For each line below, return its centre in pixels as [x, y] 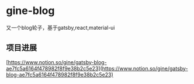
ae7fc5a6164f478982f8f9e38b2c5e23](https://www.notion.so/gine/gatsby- [97, 68]
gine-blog [30, 11]
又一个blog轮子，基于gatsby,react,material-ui [60, 27]
